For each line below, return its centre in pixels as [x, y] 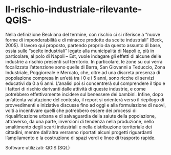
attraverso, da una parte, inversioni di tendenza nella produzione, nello [80, 121]
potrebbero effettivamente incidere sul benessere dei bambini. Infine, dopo [84, 94]
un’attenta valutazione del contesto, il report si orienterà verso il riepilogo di [85, 99]
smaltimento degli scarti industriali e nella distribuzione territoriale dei [79, 127]
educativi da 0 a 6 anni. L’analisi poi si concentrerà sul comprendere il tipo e [85, 83]
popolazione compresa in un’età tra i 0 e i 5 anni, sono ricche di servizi [80, 78]
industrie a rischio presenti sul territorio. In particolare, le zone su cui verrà [84, 61]
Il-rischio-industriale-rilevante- [74, 9]
